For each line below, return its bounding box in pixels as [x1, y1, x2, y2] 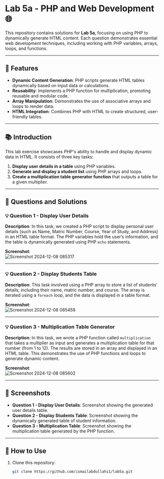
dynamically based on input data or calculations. [12, 82, 110, 88]
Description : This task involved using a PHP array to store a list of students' [5, 282, 158, 287]
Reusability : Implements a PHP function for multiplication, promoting [12, 88, 151, 94]
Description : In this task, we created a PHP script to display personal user [5, 223, 154, 229]
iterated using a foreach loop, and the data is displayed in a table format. [5, 292, 151, 298]
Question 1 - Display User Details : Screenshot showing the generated [12, 402, 153, 408]
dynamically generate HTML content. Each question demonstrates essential [5, 35, 158, 41]
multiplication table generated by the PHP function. [12, 428, 115, 434]
